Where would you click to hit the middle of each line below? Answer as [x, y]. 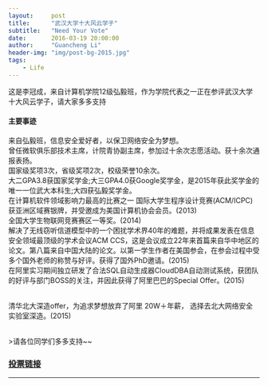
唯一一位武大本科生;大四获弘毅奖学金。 [73, 190]
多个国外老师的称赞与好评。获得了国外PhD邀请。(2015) [99, 260]
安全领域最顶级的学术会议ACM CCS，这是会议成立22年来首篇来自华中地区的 [134, 240]
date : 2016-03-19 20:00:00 [64, 38]
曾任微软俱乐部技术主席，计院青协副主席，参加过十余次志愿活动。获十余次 [130, 150]
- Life [33, 68]
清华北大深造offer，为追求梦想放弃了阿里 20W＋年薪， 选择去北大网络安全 [131, 305]
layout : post [37, 16]
